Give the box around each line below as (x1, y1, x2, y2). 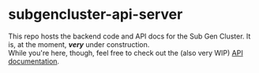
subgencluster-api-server (8, 5, 183, 24)
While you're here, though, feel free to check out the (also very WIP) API (8, 48, 243, 57)
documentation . (8, 57, 60, 66)
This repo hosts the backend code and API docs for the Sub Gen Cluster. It (8, 31, 251, 41)
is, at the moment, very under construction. (8, 39, 150, 49)
